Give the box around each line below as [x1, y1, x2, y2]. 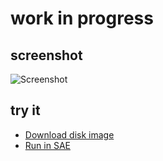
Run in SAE [24, 139, 71, 151]
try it [10, 102, 41, 119]
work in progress [10, 7, 154, 30]
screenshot [10, 47, 83, 64]
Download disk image [24, 128, 115, 141]
